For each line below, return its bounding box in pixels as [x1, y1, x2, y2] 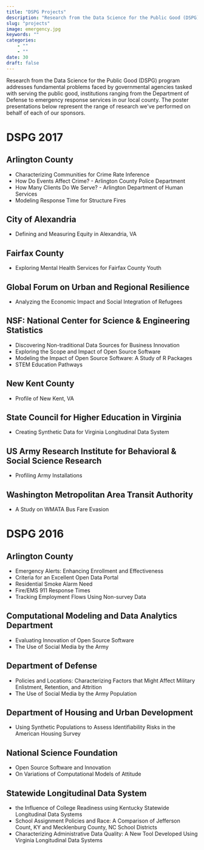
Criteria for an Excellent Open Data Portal [15, 574, 118, 581]
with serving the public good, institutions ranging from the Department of [6, 90, 189, 97]
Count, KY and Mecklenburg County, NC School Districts [15, 824, 158, 831]
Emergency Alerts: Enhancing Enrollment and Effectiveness [15, 567, 164, 575]
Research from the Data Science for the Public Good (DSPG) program [6, 77, 180, 84]
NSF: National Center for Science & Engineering [6, 316, 190, 326]
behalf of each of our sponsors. [6, 109, 86, 116]
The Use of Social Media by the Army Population [15, 690, 137, 697]
